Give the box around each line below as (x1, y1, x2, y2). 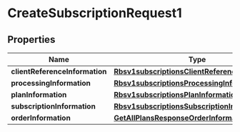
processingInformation (11, 78, 91, 88)
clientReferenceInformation (11, 66, 107, 76)
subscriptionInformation (11, 101, 96, 111)
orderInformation (11, 113, 71, 123)
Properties (7, 34, 56, 46)
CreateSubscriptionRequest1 (7, 5, 182, 21)
